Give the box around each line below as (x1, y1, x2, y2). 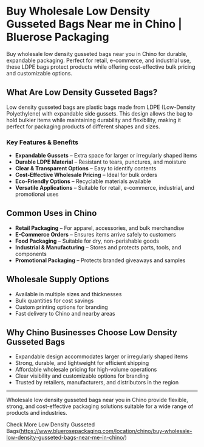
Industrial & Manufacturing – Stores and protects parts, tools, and (15, 243, 182, 251)
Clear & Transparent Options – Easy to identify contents (15, 165, 157, 172)
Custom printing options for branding (15, 303, 108, 311)
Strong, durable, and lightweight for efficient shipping (15, 359, 149, 367)
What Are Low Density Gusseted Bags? (6, 87, 158, 98)
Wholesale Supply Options (6, 274, 109, 285)
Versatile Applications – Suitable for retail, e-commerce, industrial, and (15, 184, 195, 192)
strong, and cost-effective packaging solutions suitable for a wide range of (6, 403, 194, 410)
